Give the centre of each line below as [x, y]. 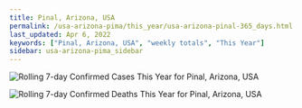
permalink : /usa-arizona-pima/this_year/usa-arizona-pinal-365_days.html [151, 26]
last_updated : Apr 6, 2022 [60, 34]
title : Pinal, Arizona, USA [62, 18]
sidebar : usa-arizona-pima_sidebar [76, 51]
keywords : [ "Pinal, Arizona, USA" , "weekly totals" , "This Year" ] [137, 43]
